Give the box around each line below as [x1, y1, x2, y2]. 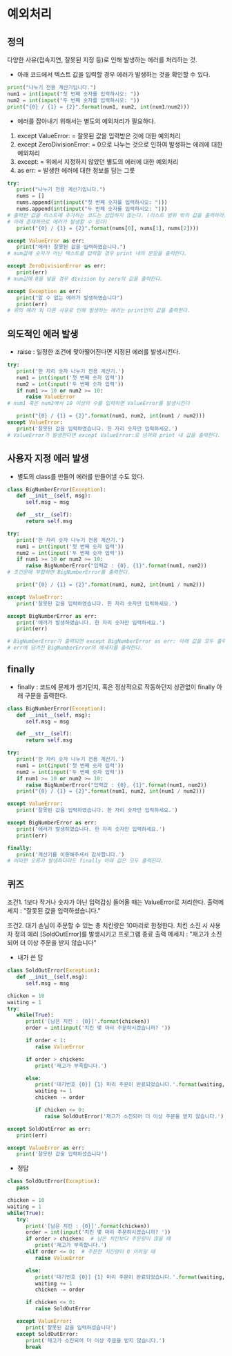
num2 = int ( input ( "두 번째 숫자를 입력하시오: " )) [7, 97, 140, 104]
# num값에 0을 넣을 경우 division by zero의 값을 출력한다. [7, 275, 164, 282]
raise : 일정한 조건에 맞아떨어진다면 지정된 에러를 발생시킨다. [17, 348, 181, 356]
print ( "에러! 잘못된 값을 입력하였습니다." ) [16, 243, 126, 251]
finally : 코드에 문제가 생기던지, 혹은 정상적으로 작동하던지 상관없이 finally [17, 682, 215, 691]
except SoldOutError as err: [7, 1125, 91, 1132]
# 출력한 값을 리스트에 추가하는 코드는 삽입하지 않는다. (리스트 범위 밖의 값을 [7, 211, 202, 218]
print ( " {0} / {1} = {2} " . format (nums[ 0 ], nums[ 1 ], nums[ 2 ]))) [16, 225, 200, 232]
